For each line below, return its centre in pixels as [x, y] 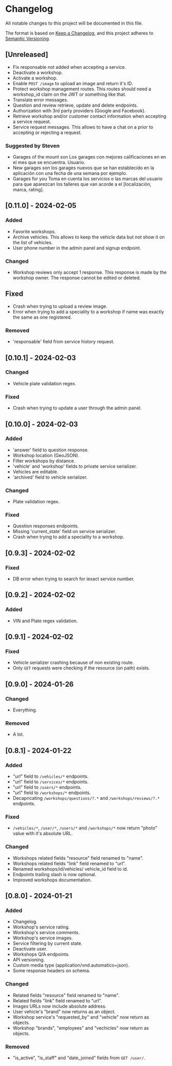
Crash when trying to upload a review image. [60, 306]
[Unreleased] [27, 55]
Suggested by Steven [33, 146]
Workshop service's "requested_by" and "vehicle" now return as [81, 1017]
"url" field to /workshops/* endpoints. [52, 793]
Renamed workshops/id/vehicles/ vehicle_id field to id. [70, 869]
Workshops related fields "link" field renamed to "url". [69, 863]
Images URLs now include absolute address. [59, 1006]
